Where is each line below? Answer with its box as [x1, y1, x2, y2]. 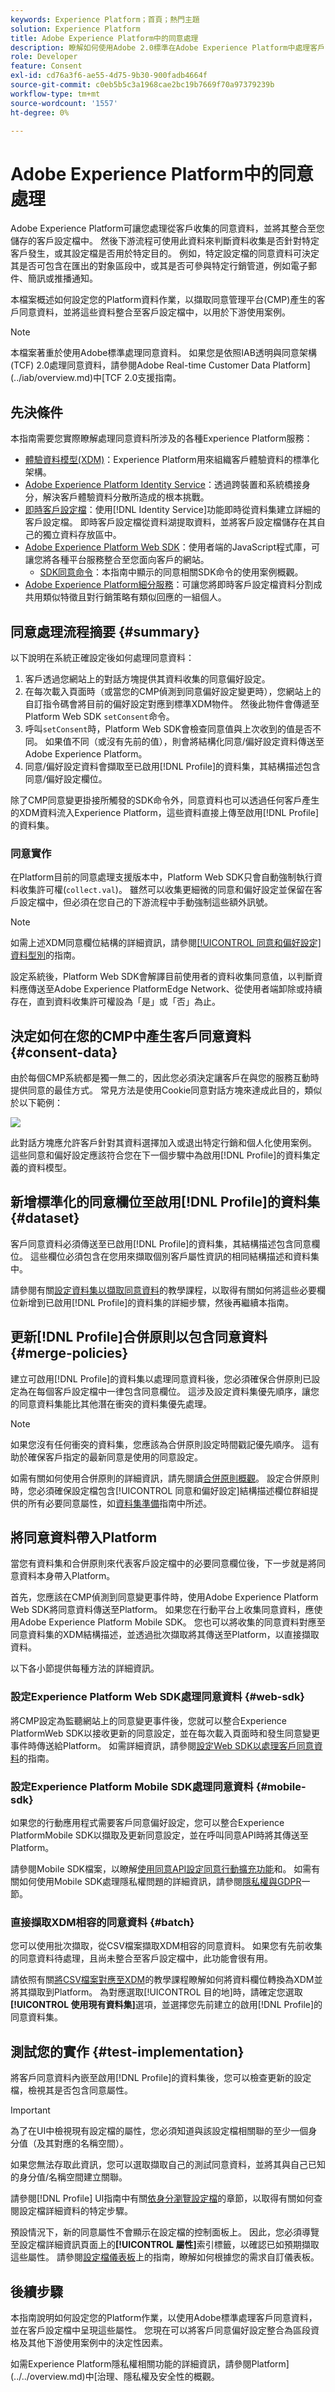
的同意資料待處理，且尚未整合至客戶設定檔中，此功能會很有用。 [10, 1952, 273, 1965]
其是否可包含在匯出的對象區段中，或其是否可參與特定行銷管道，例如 [10, 260, 291, 272]
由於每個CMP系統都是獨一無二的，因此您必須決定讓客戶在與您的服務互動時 [10, 1072, 320, 1084]
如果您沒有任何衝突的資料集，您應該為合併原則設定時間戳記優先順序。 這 [10, 1438, 311, 1450]
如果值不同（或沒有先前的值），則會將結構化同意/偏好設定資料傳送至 [44, 735, 325, 747]
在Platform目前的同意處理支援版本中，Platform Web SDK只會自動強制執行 [10, 871, 314, 883]
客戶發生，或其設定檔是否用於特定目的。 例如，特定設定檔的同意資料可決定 [10, 247, 320, 260]
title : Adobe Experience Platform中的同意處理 [10, 33, 199, 43]
